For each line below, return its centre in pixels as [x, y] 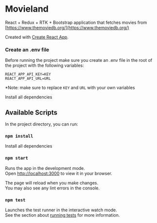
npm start [17, 158]
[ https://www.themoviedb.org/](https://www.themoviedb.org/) [67, 27]
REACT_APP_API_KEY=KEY [28, 74]
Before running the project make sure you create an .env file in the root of [78, 60]
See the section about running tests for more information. [62, 215]
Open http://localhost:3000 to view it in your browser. [59, 173]
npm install [19, 136]
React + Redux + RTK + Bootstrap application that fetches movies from [76, 22]
